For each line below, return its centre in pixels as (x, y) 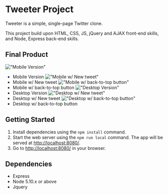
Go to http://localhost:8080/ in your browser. (59, 148)
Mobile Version (28, 77)
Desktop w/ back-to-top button (45, 104)
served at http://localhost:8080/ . (46, 143)
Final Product (27, 55)
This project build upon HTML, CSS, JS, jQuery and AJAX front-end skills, (82, 33)
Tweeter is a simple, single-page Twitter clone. (54, 23)
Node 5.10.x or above (34, 182)
